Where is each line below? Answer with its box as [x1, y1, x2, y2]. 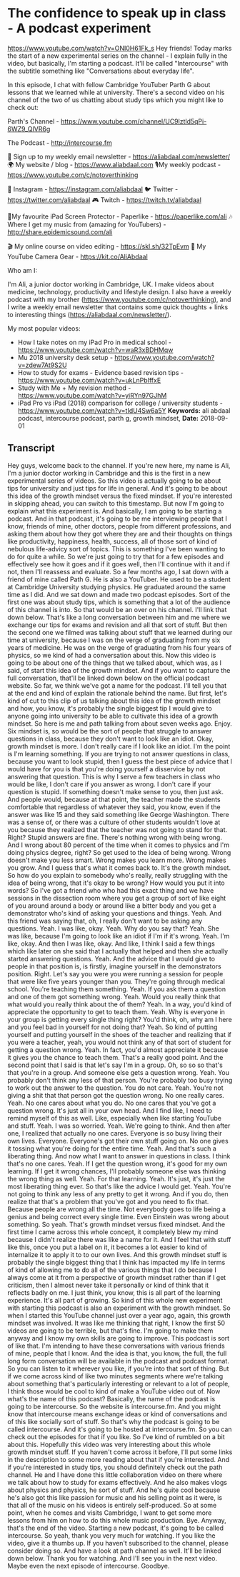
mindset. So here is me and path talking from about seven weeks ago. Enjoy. [7, 719, 232, 728]
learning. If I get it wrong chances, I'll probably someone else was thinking [7, 1166, 226, 1176]
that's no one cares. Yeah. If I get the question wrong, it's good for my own [7, 1159, 228, 1168]
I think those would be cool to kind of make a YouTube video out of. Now [7, 1387, 221, 1396]
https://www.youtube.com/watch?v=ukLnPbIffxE [17, 376, 161, 384]
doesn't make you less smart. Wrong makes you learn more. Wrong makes [7, 856, 226, 864]
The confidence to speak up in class [7, 5, 226, 21]
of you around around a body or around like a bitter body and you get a [7, 901, 216, 910]
